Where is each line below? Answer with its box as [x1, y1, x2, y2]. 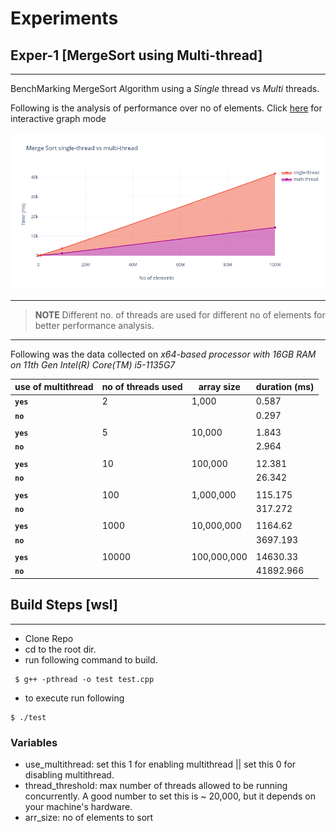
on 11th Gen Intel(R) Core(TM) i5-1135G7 [10, 358, 176, 371]
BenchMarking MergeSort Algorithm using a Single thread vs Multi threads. [10, 83, 320, 94]
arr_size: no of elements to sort [24, 811, 154, 823]
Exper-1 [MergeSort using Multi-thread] [10, 47, 263, 64]
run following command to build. [24, 653, 158, 666]
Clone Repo [24, 632, 74, 644]
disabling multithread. [24, 768, 115, 781]
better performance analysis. [34, 319, 155, 331]
